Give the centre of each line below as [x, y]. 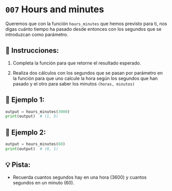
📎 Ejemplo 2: [26, 132]
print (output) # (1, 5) [32, 116]
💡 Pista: [18, 165]
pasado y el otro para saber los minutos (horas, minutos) [74, 83]
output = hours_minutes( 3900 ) [38, 112]
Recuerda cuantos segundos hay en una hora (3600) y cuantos [80, 177]
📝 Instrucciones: [32, 50]
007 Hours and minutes [55, 9]
